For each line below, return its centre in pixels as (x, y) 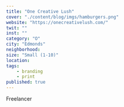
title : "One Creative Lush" (40, 11)
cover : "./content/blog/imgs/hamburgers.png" (62, 17)
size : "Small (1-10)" (32, 55)
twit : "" (17, 28)
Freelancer (19, 99)
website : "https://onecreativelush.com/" (57, 22)
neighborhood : (23, 50)
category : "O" (23, 39)
